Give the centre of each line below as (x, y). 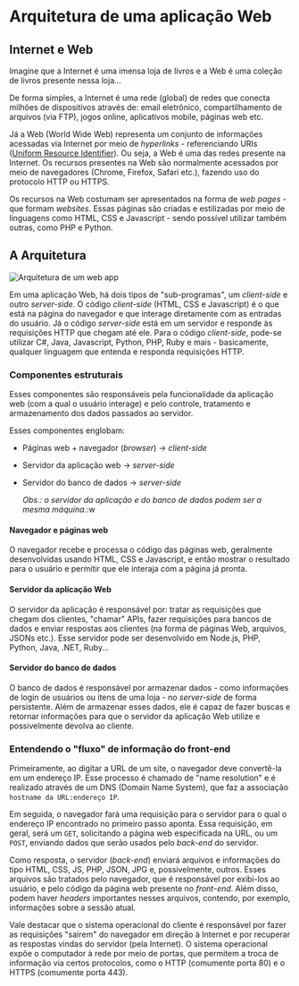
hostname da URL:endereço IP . (65, 797)
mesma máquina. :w (58, 510)
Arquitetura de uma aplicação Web (141, 17)
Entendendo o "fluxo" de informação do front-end (120, 749)
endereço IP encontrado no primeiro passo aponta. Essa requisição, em (141, 824)
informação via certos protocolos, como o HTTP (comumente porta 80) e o (147, 963)
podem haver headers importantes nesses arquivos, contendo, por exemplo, (150, 898)
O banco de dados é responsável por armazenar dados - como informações (149, 687)
